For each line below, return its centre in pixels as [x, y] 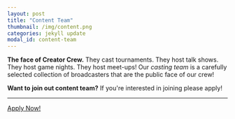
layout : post [26, 14]
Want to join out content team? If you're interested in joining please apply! [115, 88]
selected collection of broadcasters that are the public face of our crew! [111, 75]
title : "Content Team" [40, 20]
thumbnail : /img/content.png [50, 27]
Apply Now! [24, 108]
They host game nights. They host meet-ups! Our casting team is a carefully [117, 67]
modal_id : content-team [42, 40]
